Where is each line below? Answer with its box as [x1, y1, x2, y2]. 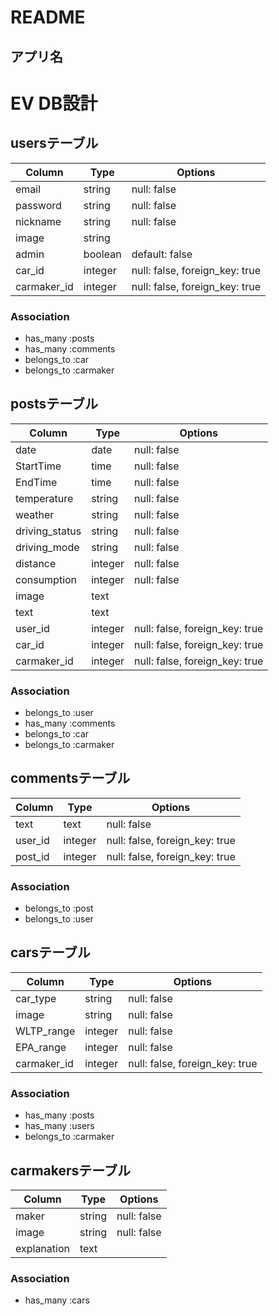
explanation [15, 1242, 70, 1256]
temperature [15, 491, 74, 505]
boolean [83, 247, 122, 261]
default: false [131, 247, 193, 261]
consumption [15, 572, 78, 586]
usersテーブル [10, 135, 99, 152]
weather [15, 507, 55, 521]
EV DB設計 [10, 92, 98, 115]
